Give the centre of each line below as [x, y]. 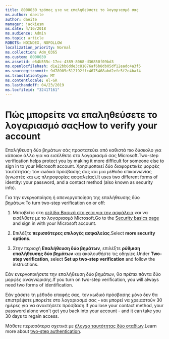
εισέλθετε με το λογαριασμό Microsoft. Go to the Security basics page [86, 218]
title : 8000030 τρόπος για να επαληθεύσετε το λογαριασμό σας [72, 10]
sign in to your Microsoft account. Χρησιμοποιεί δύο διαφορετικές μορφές [82, 166]
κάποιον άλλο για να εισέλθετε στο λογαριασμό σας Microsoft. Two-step [82, 156]
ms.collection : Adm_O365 [31, 52]
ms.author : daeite [24, 15]
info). [11, 188]
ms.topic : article [24, 38]
